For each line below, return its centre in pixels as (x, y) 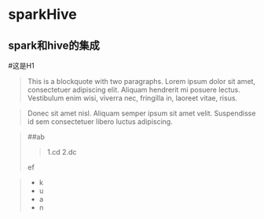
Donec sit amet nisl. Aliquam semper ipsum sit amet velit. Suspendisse (141, 113)
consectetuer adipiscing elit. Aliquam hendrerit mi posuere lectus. (134, 89)
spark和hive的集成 (54, 45)
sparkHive (42, 15)
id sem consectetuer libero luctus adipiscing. (100, 122)
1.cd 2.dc (62, 152)
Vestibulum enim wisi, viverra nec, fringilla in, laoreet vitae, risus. (132, 98)
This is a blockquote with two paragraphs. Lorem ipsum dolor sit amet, (141, 81)
